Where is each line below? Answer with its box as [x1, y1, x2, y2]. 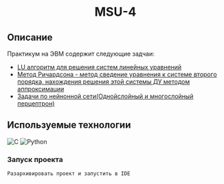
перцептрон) [16, 100, 55, 107]
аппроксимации [16, 85, 65, 93]
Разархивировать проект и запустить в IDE [7, 170, 131, 177]
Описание [7, 32, 53, 43]
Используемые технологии [7, 119, 131, 131]
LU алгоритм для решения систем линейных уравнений [16, 63, 182, 71]
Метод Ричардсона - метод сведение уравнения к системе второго [16, 70, 218, 78]
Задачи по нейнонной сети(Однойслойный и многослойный [16, 92, 194, 100]
